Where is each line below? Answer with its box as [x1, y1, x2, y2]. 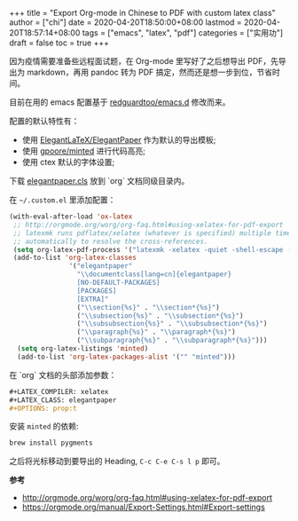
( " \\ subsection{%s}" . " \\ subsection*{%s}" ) [76, 311, 244, 320]
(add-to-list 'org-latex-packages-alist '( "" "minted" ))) [17, 352, 237, 361]
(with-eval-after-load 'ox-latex [9, 212, 133, 221]
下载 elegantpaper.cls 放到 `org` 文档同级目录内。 [9, 176, 190, 186]
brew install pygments [9, 438, 93, 447]
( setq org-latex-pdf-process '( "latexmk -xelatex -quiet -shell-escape [12, 245, 284, 254]
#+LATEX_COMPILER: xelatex [9, 387, 109, 396]
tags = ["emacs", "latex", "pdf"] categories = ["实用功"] [82, 28, 284, 38]
